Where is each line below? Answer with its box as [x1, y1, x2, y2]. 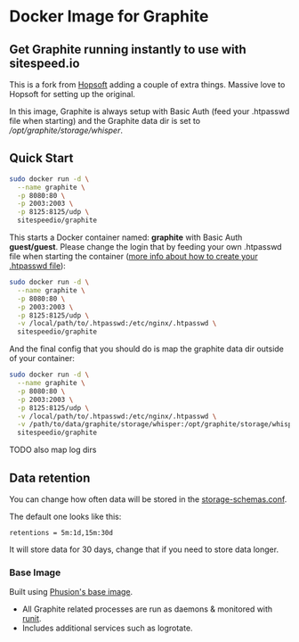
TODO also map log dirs [9, 444, 97, 456]
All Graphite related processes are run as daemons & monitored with [21, 604, 273, 614]
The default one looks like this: [9, 511, 122, 522]
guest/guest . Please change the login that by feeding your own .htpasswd [9, 242, 282, 252]
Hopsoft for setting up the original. [9, 89, 136, 99]
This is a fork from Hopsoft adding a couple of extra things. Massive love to [9, 79, 286, 90]
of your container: [9, 353, 76, 364]
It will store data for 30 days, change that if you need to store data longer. [9, 544, 279, 555]
